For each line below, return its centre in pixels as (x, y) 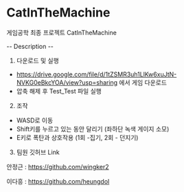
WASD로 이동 (35, 120)
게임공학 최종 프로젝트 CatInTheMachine (62, 32)
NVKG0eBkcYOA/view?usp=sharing (67, 82)
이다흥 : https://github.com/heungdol (58, 181)
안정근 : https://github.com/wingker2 (58, 167)
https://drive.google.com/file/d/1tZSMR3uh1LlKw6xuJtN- (96, 74)
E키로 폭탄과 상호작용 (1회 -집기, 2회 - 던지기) (77, 137)
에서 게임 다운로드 (143, 82)
